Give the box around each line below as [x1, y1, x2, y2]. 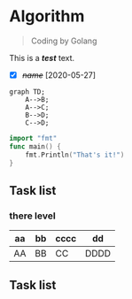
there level [9, 210, 56, 222]
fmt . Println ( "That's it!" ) [25, 150, 125, 159]
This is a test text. [9, 52, 75, 63]
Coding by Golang [30, 35, 97, 46]
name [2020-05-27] [21, 69, 96, 80]
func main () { [9, 142, 62, 151]
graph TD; [9, 88, 46, 96]
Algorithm [9, 6, 85, 27]
